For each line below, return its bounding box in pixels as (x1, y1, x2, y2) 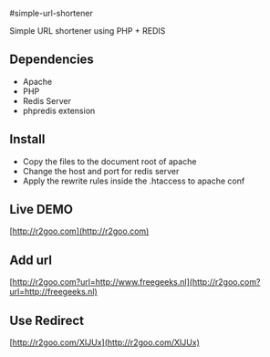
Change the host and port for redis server (22, 165, 180, 176)
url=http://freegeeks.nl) (9, 287, 98, 298)
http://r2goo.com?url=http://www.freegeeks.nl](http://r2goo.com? (12, 277, 261, 288)
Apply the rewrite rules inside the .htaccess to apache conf (22, 175, 245, 186)
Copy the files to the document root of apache (22, 155, 197, 167)
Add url (9, 252, 53, 268)
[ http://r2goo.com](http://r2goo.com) (9, 226, 150, 236)
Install (9, 131, 46, 147)
